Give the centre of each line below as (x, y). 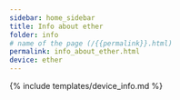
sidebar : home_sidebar (52, 18)
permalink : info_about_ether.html (75, 52)
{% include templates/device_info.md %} (86, 86)
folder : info (34, 35)
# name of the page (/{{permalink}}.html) (91, 43)
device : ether (36, 60)
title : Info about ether (56, 26)
